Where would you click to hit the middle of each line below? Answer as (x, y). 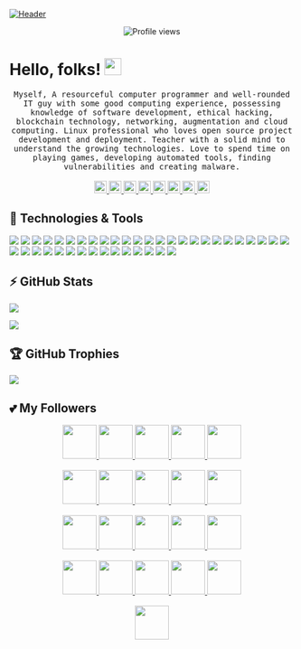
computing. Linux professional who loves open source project (152, 130)
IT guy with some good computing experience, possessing (152, 103)
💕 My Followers (53, 408)
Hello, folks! (55, 70)
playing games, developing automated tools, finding (152, 157)
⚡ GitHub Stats (51, 282)
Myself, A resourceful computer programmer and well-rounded (152, 94)
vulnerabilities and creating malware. (152, 166)
